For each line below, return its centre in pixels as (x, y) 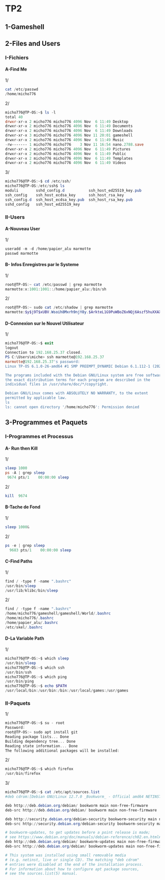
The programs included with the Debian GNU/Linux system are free (74, 375)
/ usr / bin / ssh (18, 672)
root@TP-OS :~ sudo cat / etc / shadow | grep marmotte (59, 307)
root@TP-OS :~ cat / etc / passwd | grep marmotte (54, 284)
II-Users (15, 217)
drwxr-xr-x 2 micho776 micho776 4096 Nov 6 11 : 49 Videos (66, 163)
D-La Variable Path (25, 638)
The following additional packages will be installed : (62, 751)
